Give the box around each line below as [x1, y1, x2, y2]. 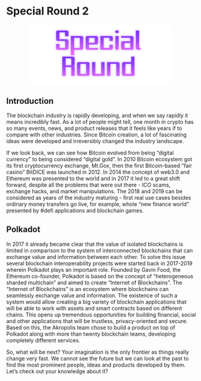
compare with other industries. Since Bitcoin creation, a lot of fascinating [6, 131, 187, 138]
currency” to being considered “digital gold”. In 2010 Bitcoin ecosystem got [6, 156, 193, 162]
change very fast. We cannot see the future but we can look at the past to [6, 354, 189, 362]
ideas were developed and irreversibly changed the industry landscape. [6, 138, 184, 144]
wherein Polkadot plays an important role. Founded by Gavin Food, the [6, 266, 181, 273]
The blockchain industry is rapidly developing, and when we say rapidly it [6, 112, 188, 119]
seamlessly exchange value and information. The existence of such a [6, 292, 178, 299]
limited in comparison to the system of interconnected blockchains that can [6, 246, 193, 254]
